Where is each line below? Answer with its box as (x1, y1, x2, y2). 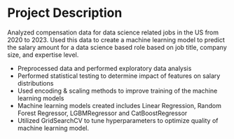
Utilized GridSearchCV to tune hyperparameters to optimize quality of (17, 116, 219, 124)
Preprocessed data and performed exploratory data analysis (17, 64, 192, 72)
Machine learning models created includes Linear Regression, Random (17, 101, 222, 110)
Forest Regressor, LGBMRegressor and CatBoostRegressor (17, 109, 188, 117)
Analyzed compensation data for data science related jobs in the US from (7, 28, 219, 37)
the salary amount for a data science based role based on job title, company (7, 43, 228, 51)
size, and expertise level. (7, 51, 79, 59)
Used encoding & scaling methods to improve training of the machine (17, 86, 218, 95)
